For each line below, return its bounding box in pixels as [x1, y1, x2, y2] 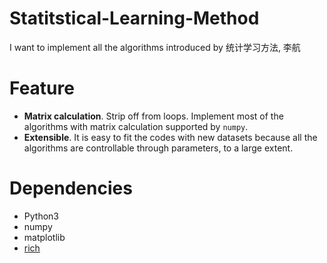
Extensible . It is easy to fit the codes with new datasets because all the [23, 131, 318, 143]
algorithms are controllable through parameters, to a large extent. [23, 142, 294, 154]
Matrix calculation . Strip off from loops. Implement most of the [23, 110, 284, 122]
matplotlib [23, 231, 66, 243]
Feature [9, 77, 75, 100]
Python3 [23, 210, 59, 222]
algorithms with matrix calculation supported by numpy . [23, 120, 249, 132]
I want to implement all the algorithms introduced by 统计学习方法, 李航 [9, 41, 301, 53]
